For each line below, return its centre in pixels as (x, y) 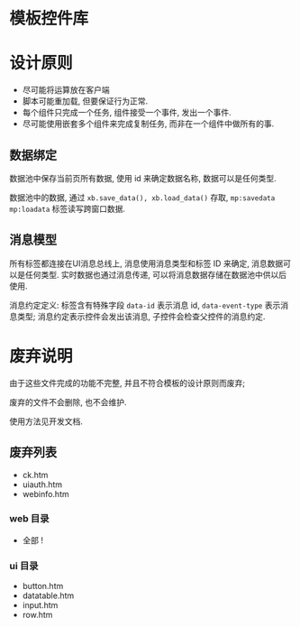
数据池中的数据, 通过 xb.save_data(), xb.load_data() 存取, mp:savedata (142, 197)
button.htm (43, 586)
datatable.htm (48, 595)
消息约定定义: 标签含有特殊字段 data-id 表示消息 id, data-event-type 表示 (145, 305)
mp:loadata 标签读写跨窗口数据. (68, 208)
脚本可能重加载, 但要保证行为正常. (85, 101)
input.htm (40, 605)
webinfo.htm (45, 493)
